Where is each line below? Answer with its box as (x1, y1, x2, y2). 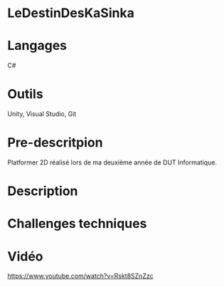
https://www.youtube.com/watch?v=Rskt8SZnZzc (7, 272, 154, 281)
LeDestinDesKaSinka (7, 5, 135, 21)
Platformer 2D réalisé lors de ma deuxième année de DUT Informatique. (7, 158, 218, 167)
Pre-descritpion (7, 135, 103, 151)
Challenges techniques (7, 216, 147, 232)
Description (7, 183, 78, 199)
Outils (7, 86, 44, 103)
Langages (7, 38, 68, 54)
